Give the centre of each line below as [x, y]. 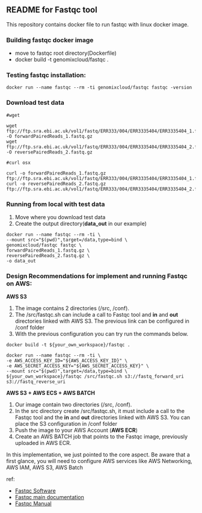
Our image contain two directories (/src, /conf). [73, 405]
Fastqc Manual [33, 504]
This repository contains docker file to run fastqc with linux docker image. [98, 24]
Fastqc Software [35, 491]
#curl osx [19, 163]
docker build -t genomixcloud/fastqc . [62, 60]
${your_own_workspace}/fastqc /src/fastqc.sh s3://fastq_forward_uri [95, 377]
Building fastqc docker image [50, 40]
